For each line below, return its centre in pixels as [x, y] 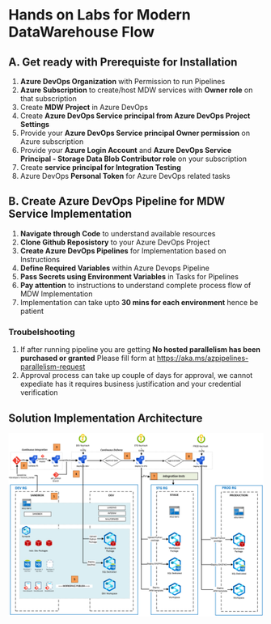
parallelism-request [53, 367]
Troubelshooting [42, 332]
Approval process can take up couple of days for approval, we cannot [136, 376]
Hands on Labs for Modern [100, 15]
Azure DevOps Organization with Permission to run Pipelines [123, 81]
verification [39, 393]
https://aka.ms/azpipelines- [203, 359]
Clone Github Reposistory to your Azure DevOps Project [115, 242]
